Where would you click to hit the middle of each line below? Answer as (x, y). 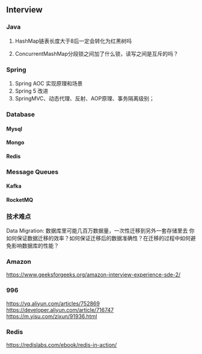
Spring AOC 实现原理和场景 (49, 83)
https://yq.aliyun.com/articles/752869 (53, 304)
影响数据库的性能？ (35, 246)
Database (20, 114)
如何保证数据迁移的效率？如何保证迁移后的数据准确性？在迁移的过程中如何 (98, 238)
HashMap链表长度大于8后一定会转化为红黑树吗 (73, 41)
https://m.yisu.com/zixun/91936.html (52, 316)
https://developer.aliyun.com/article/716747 (60, 310)
